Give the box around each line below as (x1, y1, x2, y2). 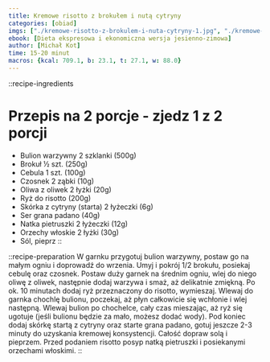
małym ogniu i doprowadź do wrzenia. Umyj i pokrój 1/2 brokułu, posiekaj (8, 260, 251, 269)
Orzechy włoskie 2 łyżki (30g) (19, 227, 119, 237)
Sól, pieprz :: (19, 236, 63, 245)
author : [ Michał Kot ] (8, 42, 81, 50)
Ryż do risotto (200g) (19, 193, 92, 203)
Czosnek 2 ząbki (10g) (19, 176, 95, 186)
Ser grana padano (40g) (19, 210, 100, 220)
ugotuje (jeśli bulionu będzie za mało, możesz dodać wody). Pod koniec (8, 311, 247, 321)
